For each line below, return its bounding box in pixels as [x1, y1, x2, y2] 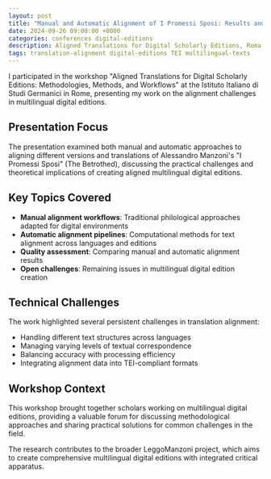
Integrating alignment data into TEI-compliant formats [19, 358, 198, 368]
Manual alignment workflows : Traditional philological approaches [19, 212, 240, 222]
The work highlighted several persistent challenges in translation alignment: [8, 317, 260, 327]
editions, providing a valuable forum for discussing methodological [8, 412, 230, 422]
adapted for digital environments [19, 221, 129, 231]
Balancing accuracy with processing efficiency [19, 350, 176, 360]
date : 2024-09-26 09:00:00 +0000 [8, 27, 121, 35]
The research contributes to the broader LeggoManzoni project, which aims [8, 444, 261, 454]
